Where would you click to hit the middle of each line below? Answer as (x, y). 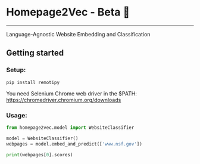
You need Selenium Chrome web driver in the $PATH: (71, 93)
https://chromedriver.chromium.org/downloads (64, 100)
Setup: (16, 70)
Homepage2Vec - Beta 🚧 (68, 12)
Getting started (35, 53)
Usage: (17, 115)
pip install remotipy (33, 82)
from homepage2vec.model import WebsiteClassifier (70, 128)
